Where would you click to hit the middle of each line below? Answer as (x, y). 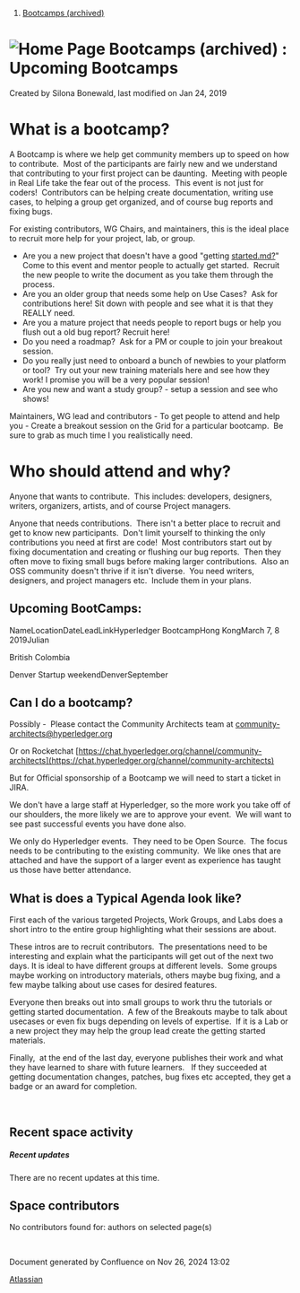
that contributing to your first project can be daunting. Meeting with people (149, 173)
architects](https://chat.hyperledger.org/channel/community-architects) (142, 761)
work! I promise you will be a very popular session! (116, 380)
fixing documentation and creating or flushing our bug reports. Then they (146, 552)
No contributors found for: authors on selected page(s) (111, 1227)
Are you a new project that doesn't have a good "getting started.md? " (150, 256)
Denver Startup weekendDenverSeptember (89, 674)
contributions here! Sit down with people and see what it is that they (148, 303)
